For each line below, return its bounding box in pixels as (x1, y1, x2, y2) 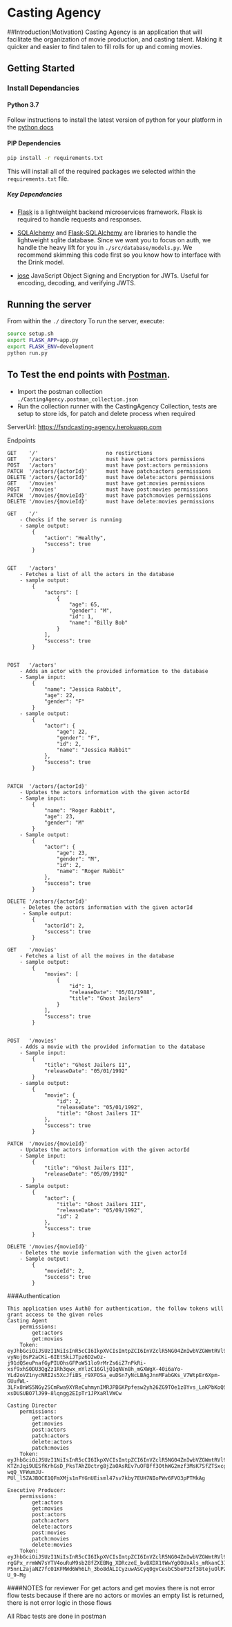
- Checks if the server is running (19, 516, 122, 523)
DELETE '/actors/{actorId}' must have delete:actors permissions (7, 474, 215, 480)
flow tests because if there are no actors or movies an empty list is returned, (7, 1591, 224, 1599)
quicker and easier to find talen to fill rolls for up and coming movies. (7, 42, 202, 51)
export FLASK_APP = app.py (7, 337, 79, 344)
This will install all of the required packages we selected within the (7, 167, 196, 175)
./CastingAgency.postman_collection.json (17, 396, 138, 403)
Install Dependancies (7, 83, 80, 93)
